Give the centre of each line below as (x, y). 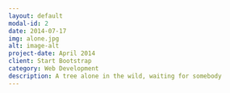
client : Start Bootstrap (50, 61)
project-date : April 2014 (52, 53)
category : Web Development (54, 69)
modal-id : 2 (28, 23)
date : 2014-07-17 (38, 31)
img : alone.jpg (34, 38)
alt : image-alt (34, 46)
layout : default (36, 16)
